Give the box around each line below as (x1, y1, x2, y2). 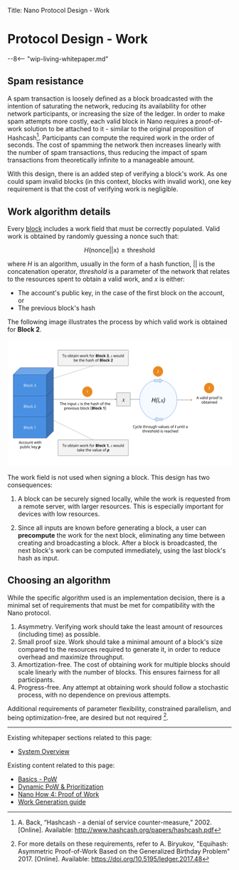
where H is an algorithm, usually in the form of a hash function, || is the (7, 260, 216, 268)
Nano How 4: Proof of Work (17, 790, 100, 799)
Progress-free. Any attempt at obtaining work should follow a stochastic (17, 682, 229, 691)
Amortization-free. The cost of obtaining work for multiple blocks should (17, 660, 230, 669)
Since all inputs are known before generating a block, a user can (17, 523, 207, 532)
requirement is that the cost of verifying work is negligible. (7, 185, 179, 193)
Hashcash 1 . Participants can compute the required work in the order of (7, 132, 215, 142)
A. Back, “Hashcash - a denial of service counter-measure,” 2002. (17, 818, 212, 826)
